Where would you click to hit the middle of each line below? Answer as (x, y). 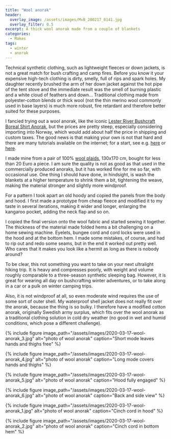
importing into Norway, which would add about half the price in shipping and (86, 132)
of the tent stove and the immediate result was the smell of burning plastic (83, 89)
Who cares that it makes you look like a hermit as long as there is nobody (82, 248)
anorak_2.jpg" (20, 426)
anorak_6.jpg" (20, 395)
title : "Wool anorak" (28, 10)
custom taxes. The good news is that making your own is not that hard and (84, 137)
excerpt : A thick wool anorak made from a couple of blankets (73, 29)
